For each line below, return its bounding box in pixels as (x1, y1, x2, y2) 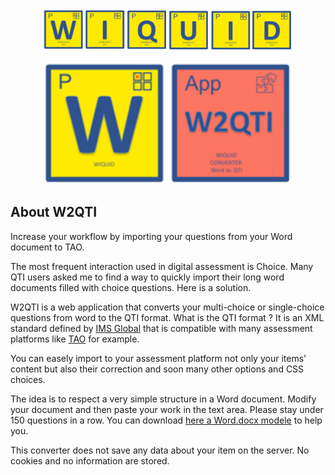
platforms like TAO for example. (10, 333, 140, 345)
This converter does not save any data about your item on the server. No (10, 444, 310, 456)
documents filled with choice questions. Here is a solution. (10, 281, 252, 293)
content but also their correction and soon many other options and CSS (10, 363, 305, 375)
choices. (10, 373, 46, 385)
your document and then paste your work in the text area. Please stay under (10, 403, 324, 415)
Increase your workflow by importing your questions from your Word (10, 230, 293, 242)
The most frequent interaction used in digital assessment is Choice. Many (10, 260, 314, 272)
